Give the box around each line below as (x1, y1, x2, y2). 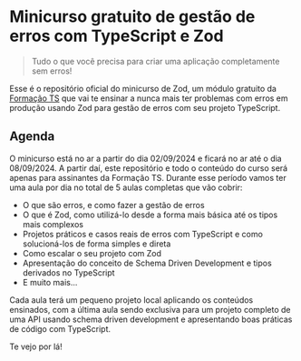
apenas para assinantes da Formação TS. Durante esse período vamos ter (9, 172, 287, 183)
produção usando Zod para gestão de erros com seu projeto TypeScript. (9, 102, 281, 113)
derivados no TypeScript (22, 266, 115, 278)
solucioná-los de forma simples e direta (22, 238, 171, 249)
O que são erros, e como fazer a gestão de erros (22, 199, 206, 210)
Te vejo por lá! (9, 341, 63, 352)
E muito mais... (22, 276, 78, 287)
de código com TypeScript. (9, 323, 112, 334)
